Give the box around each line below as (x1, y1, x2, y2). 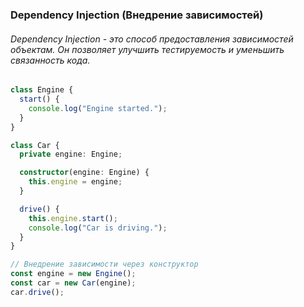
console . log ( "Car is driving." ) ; (28, 223, 168, 233)
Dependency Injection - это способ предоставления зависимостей (10, 33, 294, 45)
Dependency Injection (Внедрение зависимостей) (10, 8, 264, 22)
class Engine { (10, 85, 74, 95)
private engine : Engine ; (19, 149, 123, 160)
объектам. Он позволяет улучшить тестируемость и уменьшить (10, 43, 285, 55)
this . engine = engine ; (28, 177, 123, 187)
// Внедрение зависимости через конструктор (10, 259, 199, 270)
